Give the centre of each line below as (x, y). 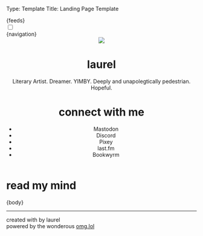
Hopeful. (101, 88)
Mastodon (106, 129)
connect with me (101, 112)
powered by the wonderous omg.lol (50, 226)
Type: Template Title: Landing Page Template (63, 9)
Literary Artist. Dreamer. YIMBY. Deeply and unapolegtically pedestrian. (101, 81)
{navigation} (22, 34)
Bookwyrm (106, 154)
